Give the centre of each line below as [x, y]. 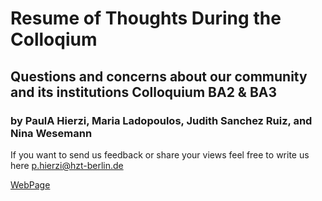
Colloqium [54, 39]
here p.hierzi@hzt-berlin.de [67, 165]
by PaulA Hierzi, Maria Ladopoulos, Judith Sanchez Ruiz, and [161, 120]
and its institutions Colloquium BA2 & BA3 [144, 92]
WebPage [30, 184]
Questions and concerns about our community [159, 76]
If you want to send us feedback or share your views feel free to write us [160, 154]
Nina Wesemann [51, 133]
